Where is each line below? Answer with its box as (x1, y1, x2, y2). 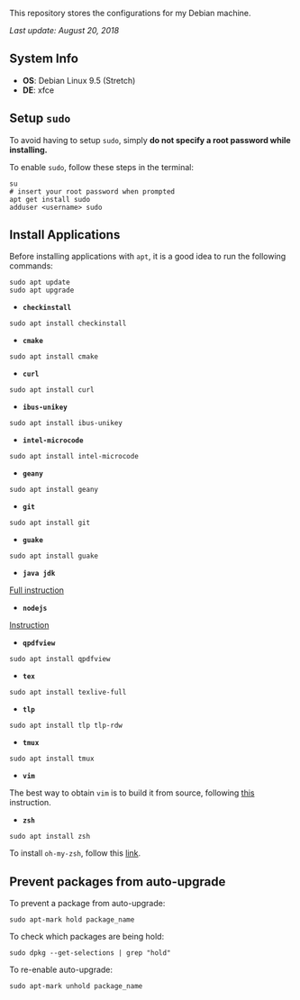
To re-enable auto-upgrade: (9, 964, 114, 976)
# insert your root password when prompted (9, 186, 176, 196)
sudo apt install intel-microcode (9, 452, 140, 461)
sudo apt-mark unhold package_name (9, 982, 143, 991)
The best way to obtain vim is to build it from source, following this (9, 787, 255, 798)
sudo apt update (9, 278, 70, 287)
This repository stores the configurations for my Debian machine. (9, 8, 251, 18)
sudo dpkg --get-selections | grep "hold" (9, 949, 171, 958)
